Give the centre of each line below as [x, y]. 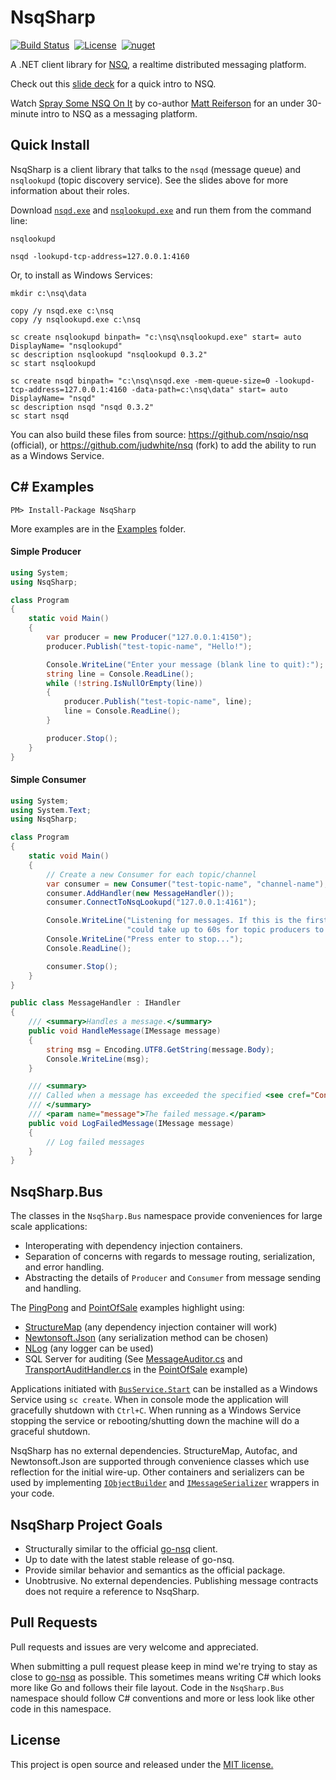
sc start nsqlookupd [53, 363]
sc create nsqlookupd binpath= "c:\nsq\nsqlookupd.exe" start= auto [156, 337]
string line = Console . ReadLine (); [120, 674]
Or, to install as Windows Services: [81, 275]
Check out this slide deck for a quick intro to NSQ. [113, 83]
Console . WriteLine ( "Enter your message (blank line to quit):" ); [185, 664]
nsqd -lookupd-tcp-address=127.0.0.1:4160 [100, 256]
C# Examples [52, 487]
